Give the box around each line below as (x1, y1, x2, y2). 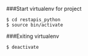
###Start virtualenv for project (6, 5, 82, 12)
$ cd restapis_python (6, 17, 61, 23)
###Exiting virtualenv (6, 33, 59, 40)
